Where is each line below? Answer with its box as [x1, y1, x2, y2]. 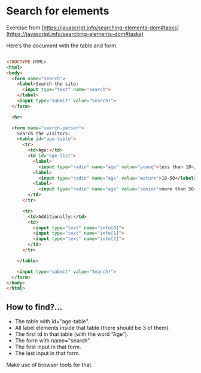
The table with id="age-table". [14, 318, 90, 325]
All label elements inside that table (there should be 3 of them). [14, 325, 170, 332]
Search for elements [6, 4, 109, 18]
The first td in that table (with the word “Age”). [14, 330, 129, 338]
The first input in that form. [14, 343, 81, 351]
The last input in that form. [14, 350, 81, 357]
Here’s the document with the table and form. [6, 42, 118, 49]
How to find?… [6, 302, 63, 312]
